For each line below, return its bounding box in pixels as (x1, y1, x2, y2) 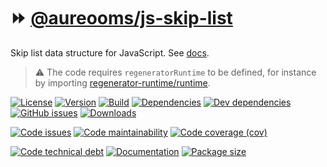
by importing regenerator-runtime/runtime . (34, 76, 211, 89)
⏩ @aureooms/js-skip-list (10, 7, 233, 30)
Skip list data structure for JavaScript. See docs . (10, 46, 210, 59)
